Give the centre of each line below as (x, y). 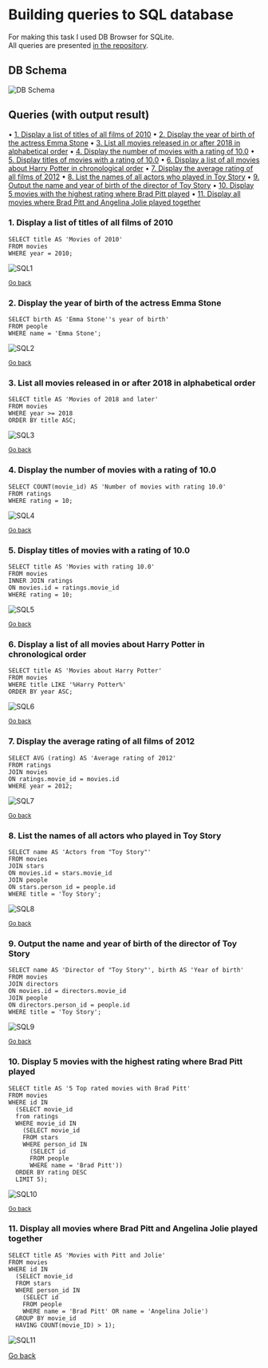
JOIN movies (28, 772)
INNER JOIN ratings (41, 581)
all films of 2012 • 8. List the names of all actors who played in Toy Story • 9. (134, 177)
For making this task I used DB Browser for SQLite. (91, 37)
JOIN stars (26, 866)
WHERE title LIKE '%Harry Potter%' (67, 685)
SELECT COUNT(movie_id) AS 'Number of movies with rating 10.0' (117, 487)
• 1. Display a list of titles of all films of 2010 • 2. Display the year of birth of (132, 134)
